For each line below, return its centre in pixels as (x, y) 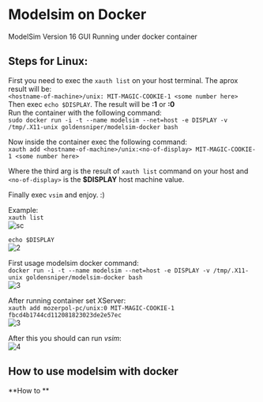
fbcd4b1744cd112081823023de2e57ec (65, 315)
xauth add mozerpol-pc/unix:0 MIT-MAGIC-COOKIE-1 (92, 308)
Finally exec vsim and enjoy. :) (56, 195)
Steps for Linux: (48, 61)
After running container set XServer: (67, 300)
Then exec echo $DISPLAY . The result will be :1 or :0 (92, 104)
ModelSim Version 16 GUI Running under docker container (103, 36)
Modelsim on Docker (77, 15)
